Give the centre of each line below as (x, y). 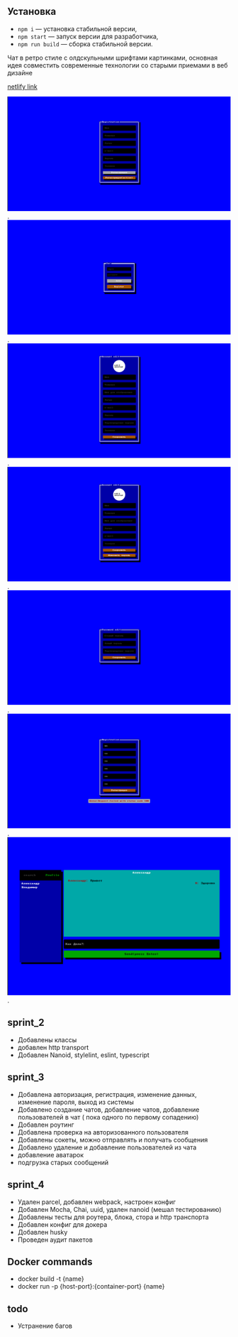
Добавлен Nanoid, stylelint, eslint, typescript (84, 1055)
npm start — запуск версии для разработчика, (88, 36)
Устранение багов (45, 1326)
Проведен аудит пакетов (55, 1240)
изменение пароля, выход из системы (76, 1102)
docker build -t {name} (51, 1279)
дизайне (20, 72)
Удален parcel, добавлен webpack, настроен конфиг (97, 1202)
